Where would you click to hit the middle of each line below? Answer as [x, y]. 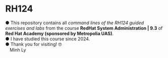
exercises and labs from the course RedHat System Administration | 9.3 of [84, 28]
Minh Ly [18, 50]
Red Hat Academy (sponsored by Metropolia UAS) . [59, 33]
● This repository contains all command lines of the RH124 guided [75, 23]
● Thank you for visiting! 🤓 [34, 44]
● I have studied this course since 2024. [48, 39]
